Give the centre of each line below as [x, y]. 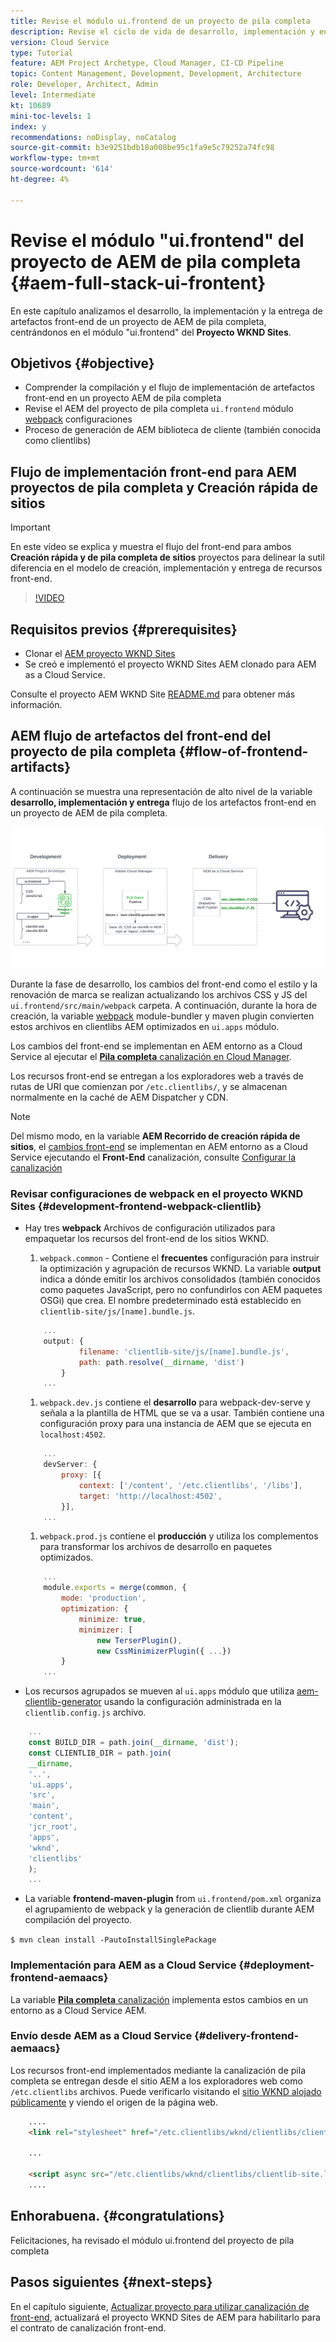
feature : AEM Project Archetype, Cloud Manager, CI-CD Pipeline [147, 63]
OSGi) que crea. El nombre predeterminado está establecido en [170, 1301]
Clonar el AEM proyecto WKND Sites [100, 653]
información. [36, 704]
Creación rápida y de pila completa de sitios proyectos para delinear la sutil [167, 557]
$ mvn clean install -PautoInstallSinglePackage [113, 1940]
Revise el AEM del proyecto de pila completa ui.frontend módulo [159, 409]
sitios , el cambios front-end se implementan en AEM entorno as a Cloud [159, 1146]
